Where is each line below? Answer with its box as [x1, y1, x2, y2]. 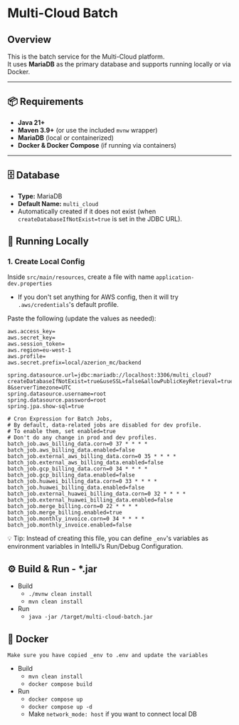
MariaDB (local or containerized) [17, 133, 114, 142]
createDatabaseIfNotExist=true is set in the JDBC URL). [17, 214, 183, 223]
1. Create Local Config [7, 256, 85, 266]
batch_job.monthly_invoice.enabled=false [7, 522, 132, 529]
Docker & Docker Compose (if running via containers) [17, 141, 176, 149]
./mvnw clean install [28, 591, 92, 598]
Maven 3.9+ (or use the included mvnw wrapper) [17, 126, 158, 134]
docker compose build [28, 680, 92, 688]
